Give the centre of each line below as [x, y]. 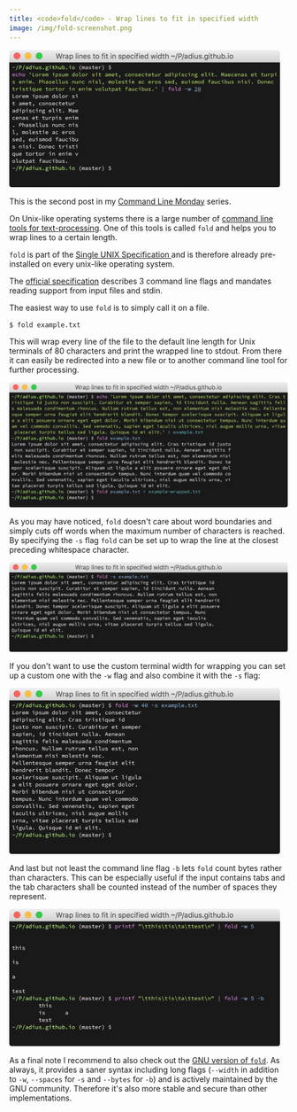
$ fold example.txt [45, 325]
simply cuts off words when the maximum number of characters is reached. [147, 531]
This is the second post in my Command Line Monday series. [120, 201]
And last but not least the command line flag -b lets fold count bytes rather [146, 867]
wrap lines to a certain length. [63, 237]
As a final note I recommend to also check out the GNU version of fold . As [145, 1060]
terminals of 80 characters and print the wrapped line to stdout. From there [146, 351]
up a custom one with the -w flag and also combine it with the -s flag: [135, 675]
